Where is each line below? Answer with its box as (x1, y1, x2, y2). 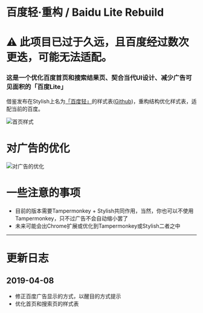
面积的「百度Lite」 (12, 83, 68, 91)
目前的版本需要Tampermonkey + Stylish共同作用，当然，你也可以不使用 (14, 207, 194, 215)
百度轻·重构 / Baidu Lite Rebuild (6, 5, 164, 19)
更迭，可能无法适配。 (6, 51, 113, 64)
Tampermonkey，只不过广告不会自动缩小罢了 (14, 215, 129, 222)
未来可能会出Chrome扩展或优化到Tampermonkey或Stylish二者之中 (14, 222, 181, 230)
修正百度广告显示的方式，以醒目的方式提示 (14, 292, 121, 300)
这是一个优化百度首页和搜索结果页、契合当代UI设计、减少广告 (6, 74, 186, 82)
